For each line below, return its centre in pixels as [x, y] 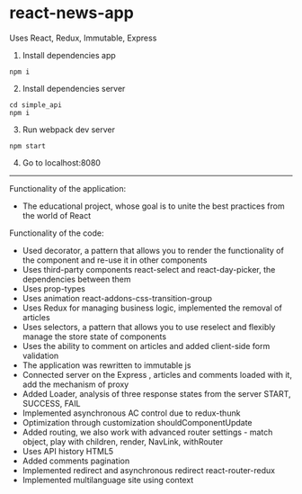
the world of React [57, 215]
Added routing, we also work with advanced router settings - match [147, 432]
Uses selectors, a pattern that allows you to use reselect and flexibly [149, 327]
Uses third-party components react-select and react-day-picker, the [149, 269]
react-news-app [72, 13]
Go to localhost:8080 [62, 162]
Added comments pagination [76, 461]
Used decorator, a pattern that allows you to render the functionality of [153, 250]
